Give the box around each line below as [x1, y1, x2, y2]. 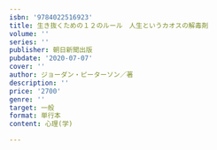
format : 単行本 [9, 111, 61, 120]
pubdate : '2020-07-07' [9, 54, 93, 63]
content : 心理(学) [9, 120, 74, 129]
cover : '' [9, 63, 46, 71]
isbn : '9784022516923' [9, 12, 93, 22]
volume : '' [9, 29, 50, 38]
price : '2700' [9, 86, 62, 95]
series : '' [9, 37, 50, 47]
